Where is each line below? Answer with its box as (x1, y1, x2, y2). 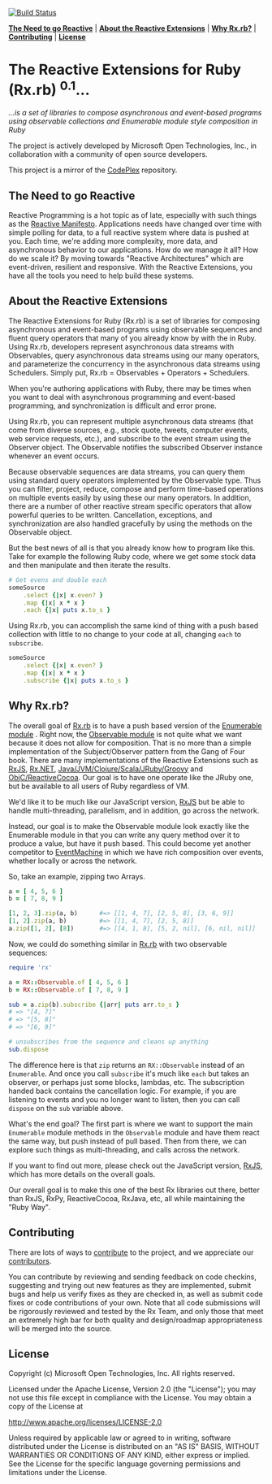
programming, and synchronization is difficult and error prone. (8, 401, 217, 410)
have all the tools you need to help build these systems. (8, 271, 195, 280)
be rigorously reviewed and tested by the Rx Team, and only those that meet (8, 1306, 264, 1316)
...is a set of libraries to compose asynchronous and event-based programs (8, 108, 262, 118)
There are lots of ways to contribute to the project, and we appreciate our (8, 1248, 254, 1257)
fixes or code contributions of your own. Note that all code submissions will (8, 1297, 261, 1308)
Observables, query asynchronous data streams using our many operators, (8, 350, 260, 360)
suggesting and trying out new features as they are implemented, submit (8, 1280, 252, 1290)
